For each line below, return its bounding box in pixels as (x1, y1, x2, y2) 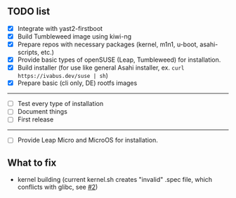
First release (17, 115, 54, 124)
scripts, (17, 48, 40, 56)
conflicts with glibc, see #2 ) (17, 183, 98, 192)
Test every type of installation (17, 100, 104, 108)
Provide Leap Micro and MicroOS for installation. (17, 136, 158, 145)
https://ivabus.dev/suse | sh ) (17, 72, 109, 80)
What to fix (7, 157, 57, 169)
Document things (17, 107, 68, 116)
